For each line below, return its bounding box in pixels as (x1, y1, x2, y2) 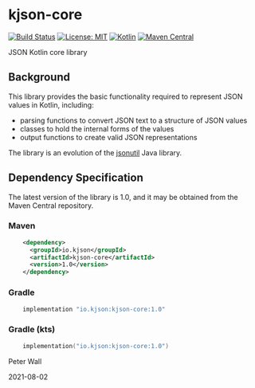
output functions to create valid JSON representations (19, 132, 198, 142)
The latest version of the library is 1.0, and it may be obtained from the (8, 192, 238, 202)
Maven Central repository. (8, 201, 94, 210)
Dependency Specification (8, 171, 143, 185)
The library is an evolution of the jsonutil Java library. (8, 147, 182, 157)
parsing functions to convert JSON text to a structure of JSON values (19, 116, 248, 125)
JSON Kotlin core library (8, 47, 88, 57)
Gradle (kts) (8, 324, 56, 335)
